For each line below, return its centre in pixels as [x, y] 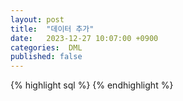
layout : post [37, 19]
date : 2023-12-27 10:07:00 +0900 [84, 38]
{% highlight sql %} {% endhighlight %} [92, 85]
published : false [46, 57]
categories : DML [46, 47]
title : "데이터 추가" [52, 29]
